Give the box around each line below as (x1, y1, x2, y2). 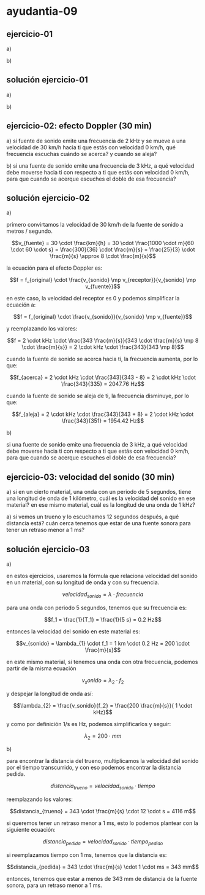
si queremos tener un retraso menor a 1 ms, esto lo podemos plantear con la (6, 819, 199, 827)
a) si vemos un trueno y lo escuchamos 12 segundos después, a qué (6, 513, 179, 520)
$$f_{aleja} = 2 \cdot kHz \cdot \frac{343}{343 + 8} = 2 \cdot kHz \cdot (12, 410, 194, 418)
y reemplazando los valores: (6, 325, 78, 332)
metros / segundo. (6, 227, 53, 235)
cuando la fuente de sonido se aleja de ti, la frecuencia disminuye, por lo (6, 392, 190, 400)
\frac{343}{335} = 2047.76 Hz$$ (61, 380, 145, 388)
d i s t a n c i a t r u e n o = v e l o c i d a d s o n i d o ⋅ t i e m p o (50, 782, 155, 791)
